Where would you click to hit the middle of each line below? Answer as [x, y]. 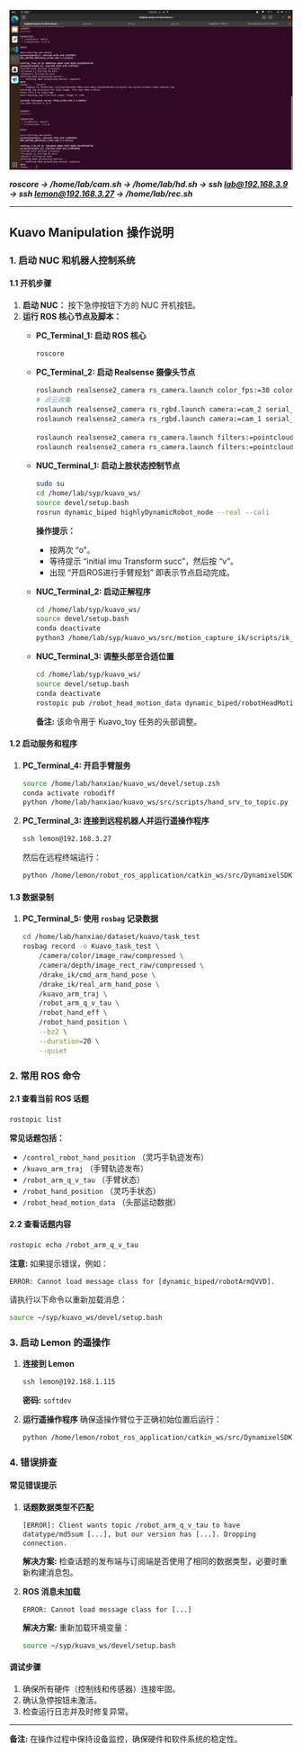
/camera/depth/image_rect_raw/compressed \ [121, 965]
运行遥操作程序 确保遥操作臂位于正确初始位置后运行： [122, 1419]
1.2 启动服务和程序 [44, 744]
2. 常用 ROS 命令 [45, 1075]
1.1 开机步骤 [31, 284]
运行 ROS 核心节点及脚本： [72, 317]
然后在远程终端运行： [62, 857]
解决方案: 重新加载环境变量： [76, 1627]
